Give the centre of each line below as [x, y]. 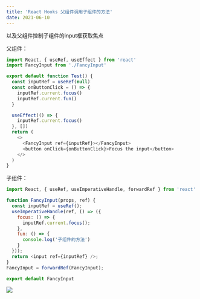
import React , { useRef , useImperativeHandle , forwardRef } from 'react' [101, 190]
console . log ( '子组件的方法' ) [56, 240]
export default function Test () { [50, 76]
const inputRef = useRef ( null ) [51, 82]
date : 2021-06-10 [28, 18]
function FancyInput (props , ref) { [51, 201]
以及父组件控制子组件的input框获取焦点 [55, 35]
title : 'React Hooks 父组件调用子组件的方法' [60, 12]
